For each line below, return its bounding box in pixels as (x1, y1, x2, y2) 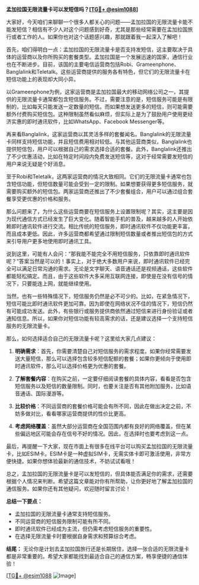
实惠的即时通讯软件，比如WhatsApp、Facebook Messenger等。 (11, 118, 168, 125)
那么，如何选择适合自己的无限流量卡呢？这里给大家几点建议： (6, 335, 157, 342)
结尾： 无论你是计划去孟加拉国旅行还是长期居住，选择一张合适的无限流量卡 (6, 545, 190, 552)
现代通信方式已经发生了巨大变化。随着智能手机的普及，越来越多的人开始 (11, 215, 188, 222)
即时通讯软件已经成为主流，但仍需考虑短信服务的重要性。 (14, 526, 155, 532)
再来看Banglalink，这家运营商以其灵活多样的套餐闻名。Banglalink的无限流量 (6, 131, 191, 137)
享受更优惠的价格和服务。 (11, 196, 74, 202)
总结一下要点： (6, 498, 43, 505)
